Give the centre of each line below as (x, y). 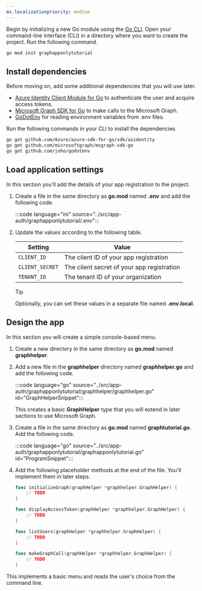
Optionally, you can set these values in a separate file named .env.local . (105, 303)
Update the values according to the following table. (78, 232)
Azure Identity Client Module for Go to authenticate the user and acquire (105, 98)
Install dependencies (46, 71)
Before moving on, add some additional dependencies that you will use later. (101, 86)
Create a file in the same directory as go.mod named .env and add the (103, 196)
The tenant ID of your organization (113, 277)
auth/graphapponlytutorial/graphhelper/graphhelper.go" (85, 391)
